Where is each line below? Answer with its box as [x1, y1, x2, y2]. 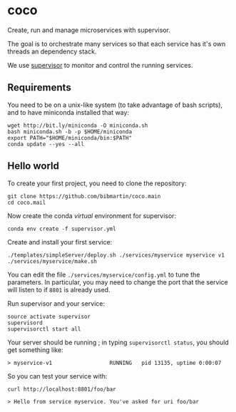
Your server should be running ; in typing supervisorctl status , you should [7, 338, 230, 346]
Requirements [7, 81, 71, 94]
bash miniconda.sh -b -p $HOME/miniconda [7, 128, 133, 135]
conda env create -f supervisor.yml [7, 225, 116, 232]
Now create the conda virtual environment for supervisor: [7, 211, 177, 220]
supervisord [7, 319, 43, 326]
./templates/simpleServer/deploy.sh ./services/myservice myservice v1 [7, 252, 225, 259]
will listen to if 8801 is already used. [7, 285, 111, 294]
